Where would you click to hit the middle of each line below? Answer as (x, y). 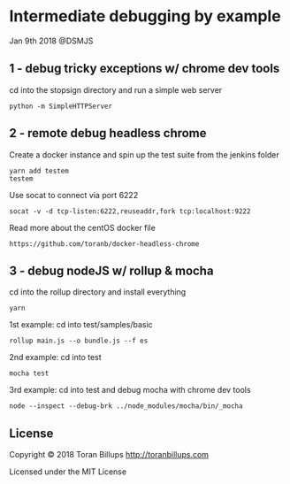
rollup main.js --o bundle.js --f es (79, 341)
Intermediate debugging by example (145, 16)
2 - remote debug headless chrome (108, 133)
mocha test (29, 373)
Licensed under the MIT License (68, 472)
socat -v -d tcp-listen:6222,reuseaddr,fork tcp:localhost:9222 (130, 211)
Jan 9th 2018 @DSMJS (51, 41)
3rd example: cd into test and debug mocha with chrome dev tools (130, 390)
